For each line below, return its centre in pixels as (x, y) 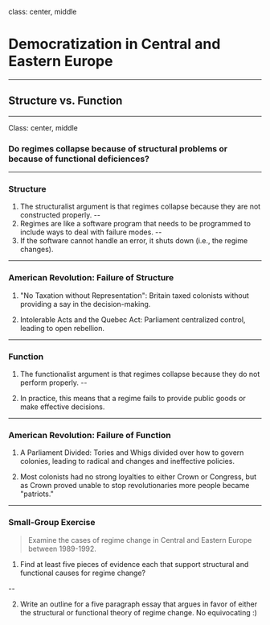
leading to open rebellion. (62, 328)
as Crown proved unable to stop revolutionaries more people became (135, 486)
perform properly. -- (53, 383)
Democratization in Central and (115, 44)
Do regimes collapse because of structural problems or (118, 148)
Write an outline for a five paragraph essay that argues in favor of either (139, 604)
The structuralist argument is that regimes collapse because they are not (140, 207)
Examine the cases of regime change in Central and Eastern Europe (140, 540)
